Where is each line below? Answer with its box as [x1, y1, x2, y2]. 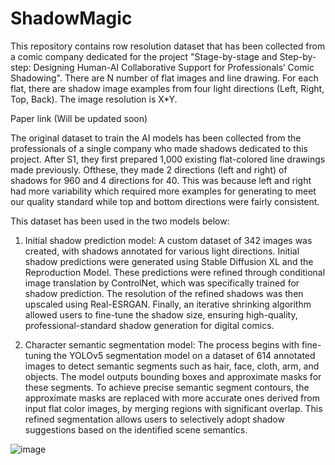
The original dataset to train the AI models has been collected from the [10, 132, 302, 144]
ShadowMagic [10, 7, 133, 30]
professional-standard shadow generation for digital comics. [24, 319, 275, 331]
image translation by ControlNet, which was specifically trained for [24, 277, 300, 289]
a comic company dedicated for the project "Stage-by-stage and [10, 50, 278, 62]
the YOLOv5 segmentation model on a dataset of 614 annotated [53, 349, 316, 361]
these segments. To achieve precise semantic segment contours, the [24, 381, 310, 393]
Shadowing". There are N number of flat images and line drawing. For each [10, 72, 319, 84]
